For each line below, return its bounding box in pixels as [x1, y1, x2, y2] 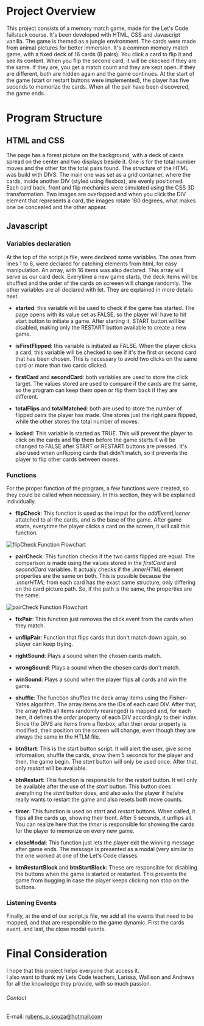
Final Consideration [6, 947, 108, 961]
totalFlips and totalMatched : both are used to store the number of [15, 405, 183, 412]
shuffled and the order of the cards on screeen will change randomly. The [6, 279, 192, 287]
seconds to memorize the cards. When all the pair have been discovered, [6, 83, 190, 90]
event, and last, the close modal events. [6, 925, 106, 933]
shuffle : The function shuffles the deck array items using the [15, 694, 168, 701]
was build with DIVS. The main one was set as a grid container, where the [6, 171, 191, 178]
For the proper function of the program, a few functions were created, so [6, 484, 189, 492]
